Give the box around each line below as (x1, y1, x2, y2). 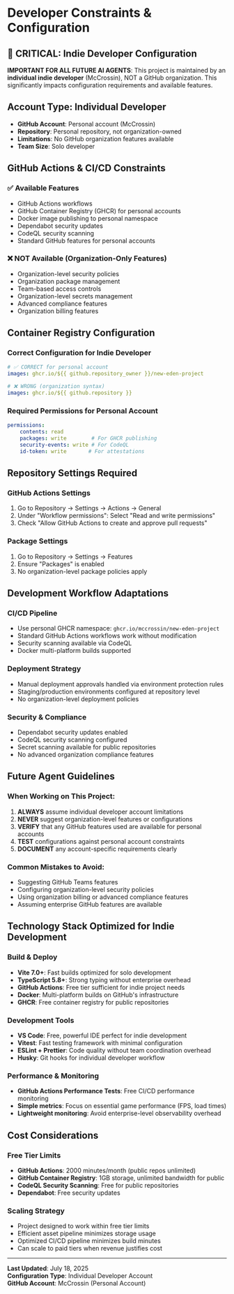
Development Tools (7, 1015, 75, 1025)
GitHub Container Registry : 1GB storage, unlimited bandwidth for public (17, 1173, 225, 1182)
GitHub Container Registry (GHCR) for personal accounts (17, 206, 181, 215)
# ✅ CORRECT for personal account (7, 364, 109, 371)
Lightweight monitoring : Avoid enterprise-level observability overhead (17, 1109, 221, 1118)
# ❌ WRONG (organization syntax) (7, 383, 105, 390)
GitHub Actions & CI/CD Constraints (7, 162, 166, 174)
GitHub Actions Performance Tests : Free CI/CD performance (17, 1087, 195, 1095)
